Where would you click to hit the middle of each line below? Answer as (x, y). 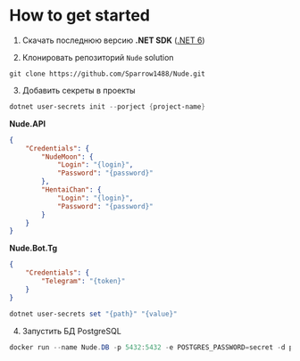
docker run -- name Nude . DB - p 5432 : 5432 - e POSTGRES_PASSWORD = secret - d (147, 347)
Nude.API (28, 123)
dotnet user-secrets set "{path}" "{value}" (93, 314)
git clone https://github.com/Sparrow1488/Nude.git (107, 74)
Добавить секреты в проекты (79, 90)
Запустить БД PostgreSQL (72, 331)
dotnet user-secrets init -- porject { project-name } (107, 107)
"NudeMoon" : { (67, 157)
